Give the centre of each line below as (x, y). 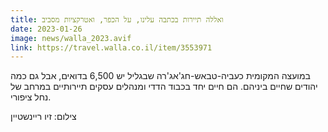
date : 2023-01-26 (46, 29)
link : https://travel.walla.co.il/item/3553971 (111, 47)
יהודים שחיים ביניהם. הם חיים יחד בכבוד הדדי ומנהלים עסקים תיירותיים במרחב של (164, 87)
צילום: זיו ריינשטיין (43, 117)
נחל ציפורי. (31, 97)
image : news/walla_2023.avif (71, 38)
